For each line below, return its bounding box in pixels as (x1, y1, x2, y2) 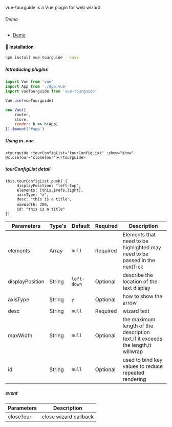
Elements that (122, 231, 156, 238)
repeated (122, 369, 145, 377)
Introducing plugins (5, 66, 48, 72)
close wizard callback (41, 413, 94, 420)
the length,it (122, 342, 152, 349)
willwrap (122, 348, 143, 355)
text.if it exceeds (122, 335, 163, 342)
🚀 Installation (5, 44, 34, 50)
